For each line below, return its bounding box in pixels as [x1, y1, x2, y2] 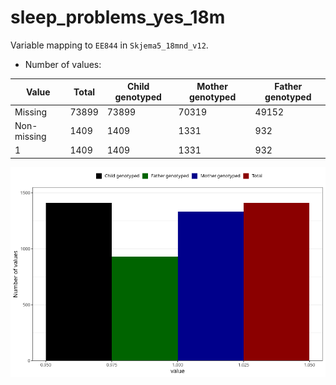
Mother [196, 81, 228, 93]
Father [274, 81, 303, 93]
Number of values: [24, 58, 102, 70]
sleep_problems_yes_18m [10, 6, 226, 29]
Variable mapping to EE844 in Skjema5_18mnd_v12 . [10, 39, 209, 51]
